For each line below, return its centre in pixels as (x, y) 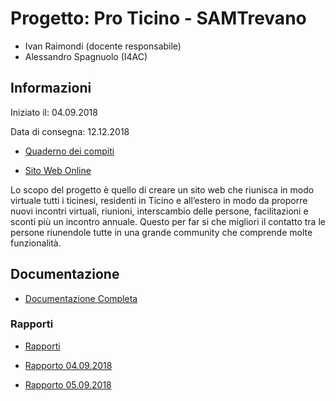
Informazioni (51, 88)
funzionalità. (36, 243)
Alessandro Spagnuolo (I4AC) (86, 56)
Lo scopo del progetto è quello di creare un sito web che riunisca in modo (162, 189)
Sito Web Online (58, 170)
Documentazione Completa (81, 298)
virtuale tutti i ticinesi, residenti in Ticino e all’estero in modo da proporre (159, 200)
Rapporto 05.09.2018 (68, 384)
